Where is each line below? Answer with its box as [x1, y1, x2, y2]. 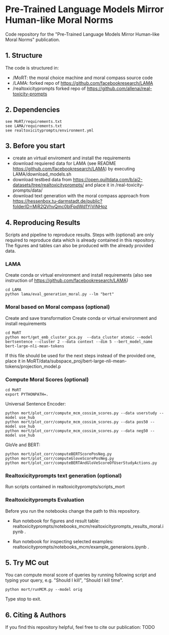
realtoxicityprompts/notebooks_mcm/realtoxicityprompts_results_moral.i [12, 523, 163, 529]
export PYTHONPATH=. [5, 392, 49, 397]
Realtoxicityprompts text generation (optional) [5, 472, 122, 479]
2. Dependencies [5, 106, 60, 114]
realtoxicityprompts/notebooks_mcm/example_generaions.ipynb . [12, 544, 149, 550]
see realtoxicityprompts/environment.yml [5, 128, 94, 133]
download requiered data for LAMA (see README [12, 160, 116, 166]
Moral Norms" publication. [5, 37, 60, 43]
